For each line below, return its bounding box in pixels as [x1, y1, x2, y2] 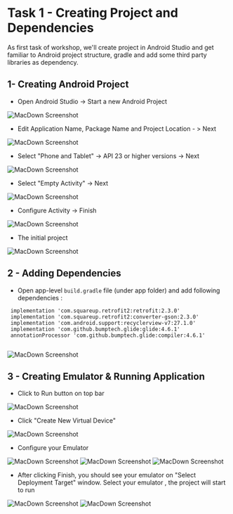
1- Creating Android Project [7, 79, 129, 91]
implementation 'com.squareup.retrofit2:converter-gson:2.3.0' [10, 313, 199, 321]
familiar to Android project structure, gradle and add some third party [7, 51, 207, 59]
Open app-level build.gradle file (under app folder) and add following [17, 286, 220, 295]
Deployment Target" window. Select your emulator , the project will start [17, 478, 226, 487]
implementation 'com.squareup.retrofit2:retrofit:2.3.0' [10, 307, 180, 314]
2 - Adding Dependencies [7, 267, 121, 279]
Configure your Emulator [17, 444, 89, 452]
